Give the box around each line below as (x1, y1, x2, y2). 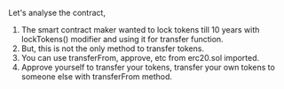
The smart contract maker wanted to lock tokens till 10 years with (20, 25, 260, 34)
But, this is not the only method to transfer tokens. (20, 43, 205, 54)
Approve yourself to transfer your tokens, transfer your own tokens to (20, 62, 276, 72)
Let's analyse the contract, (8, 8, 106, 18)
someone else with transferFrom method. (20, 71, 173, 82)
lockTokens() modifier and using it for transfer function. (20, 34, 224, 44)
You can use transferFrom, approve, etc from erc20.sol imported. (20, 53, 260, 63)
